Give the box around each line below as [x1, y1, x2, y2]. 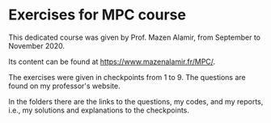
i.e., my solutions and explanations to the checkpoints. [8, 105, 190, 115]
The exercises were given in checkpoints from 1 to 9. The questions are [8, 72, 246, 82]
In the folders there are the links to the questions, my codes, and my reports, [8, 96, 264, 106]
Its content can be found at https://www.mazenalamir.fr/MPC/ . [8, 57, 216, 66]
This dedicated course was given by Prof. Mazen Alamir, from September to [8, 32, 261, 42]
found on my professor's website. [8, 81, 121, 91]
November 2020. [8, 40, 66, 50]
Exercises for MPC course [8, 6, 186, 24]
